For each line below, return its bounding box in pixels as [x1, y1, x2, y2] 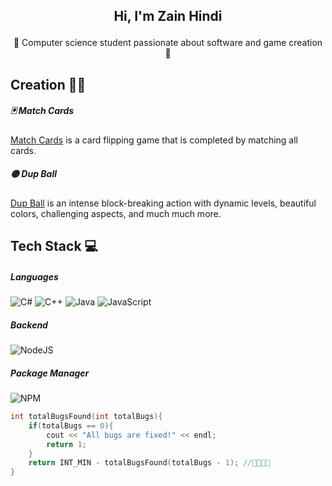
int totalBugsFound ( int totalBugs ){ [10, 412, 163, 422]
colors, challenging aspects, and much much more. [10, 207, 222, 219]
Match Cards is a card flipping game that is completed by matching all [10, 134, 298, 146]
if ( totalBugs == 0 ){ [28, 420, 114, 431]
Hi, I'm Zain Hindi [113, 8, 223, 25]
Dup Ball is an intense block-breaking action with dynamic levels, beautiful [10, 197, 317, 209]
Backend [10, 319, 48, 331]
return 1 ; [46, 439, 87, 449]
